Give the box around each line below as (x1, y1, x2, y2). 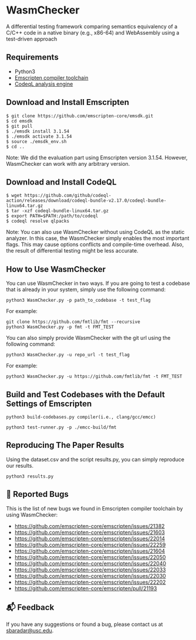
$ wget (6, 193, 22, 199)
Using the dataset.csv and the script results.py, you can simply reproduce (6, 455, 185, 463)
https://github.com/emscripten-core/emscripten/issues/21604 (14, 547, 165, 554)
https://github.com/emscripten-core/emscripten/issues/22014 (14, 535, 165, 542)
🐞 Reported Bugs (6, 489, 69, 499)
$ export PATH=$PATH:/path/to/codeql (6, 213, 99, 219)
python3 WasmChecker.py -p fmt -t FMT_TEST (6, 324, 114, 330)
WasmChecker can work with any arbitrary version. (6, 160, 130, 167)
